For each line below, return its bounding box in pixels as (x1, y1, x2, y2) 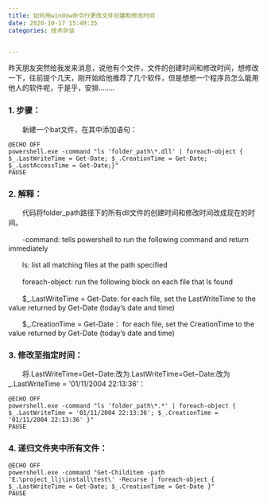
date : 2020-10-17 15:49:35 (8, 19, 98, 27)
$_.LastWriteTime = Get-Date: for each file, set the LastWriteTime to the (21, 294, 257, 303)
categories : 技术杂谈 (8, 26, 75, 34)
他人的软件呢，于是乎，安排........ (8, 83, 115, 92)
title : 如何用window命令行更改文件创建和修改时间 (8, 11, 156, 20)
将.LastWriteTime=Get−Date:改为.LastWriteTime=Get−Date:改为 (21, 369, 230, 379)
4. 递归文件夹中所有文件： (8, 443, 108, 454)
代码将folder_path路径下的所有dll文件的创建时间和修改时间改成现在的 (21, 208, 249, 217)
